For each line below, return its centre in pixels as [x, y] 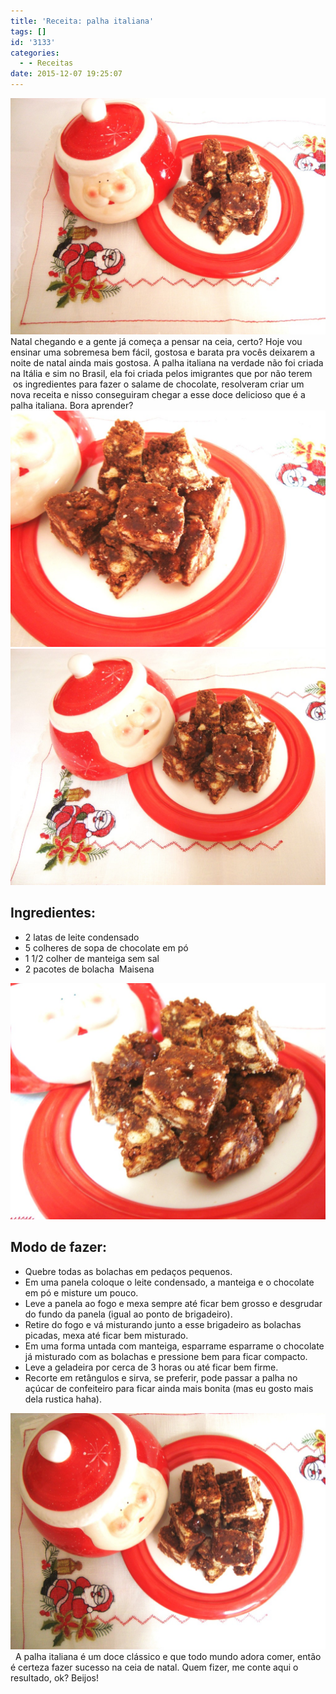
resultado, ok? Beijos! [54, 1677]
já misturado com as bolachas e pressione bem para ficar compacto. [166, 1356]
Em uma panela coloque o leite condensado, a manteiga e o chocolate [169, 1282]
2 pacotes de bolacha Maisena [89, 969]
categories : [35, 53]
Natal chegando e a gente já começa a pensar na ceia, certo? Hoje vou [156, 341]
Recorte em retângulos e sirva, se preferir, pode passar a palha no [161, 1377]
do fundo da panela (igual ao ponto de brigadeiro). [128, 1314]
